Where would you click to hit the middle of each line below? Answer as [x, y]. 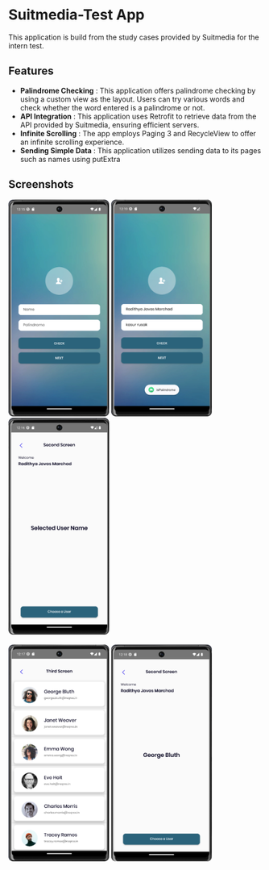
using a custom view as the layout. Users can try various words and [132, 99]
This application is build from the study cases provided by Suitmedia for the [134, 37]
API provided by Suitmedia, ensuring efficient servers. [110, 125]
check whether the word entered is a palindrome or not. [112, 107]
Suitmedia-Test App [77, 15]
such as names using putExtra [70, 159]
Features [31, 71]
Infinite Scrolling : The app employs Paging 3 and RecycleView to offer [138, 133]
